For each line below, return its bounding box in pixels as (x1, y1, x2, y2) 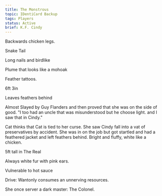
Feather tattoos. (5, 76, 37, 82)
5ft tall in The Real (5, 149, 41, 155)
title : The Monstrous (5, 7, 49, 12)
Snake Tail (5, 48, 26, 54)
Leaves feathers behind (5, 95, 53, 101)
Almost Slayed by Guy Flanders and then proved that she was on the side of (5, 104, 157, 110)
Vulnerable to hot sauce (5, 168, 53, 174)
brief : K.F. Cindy (5, 25, 42, 30)
